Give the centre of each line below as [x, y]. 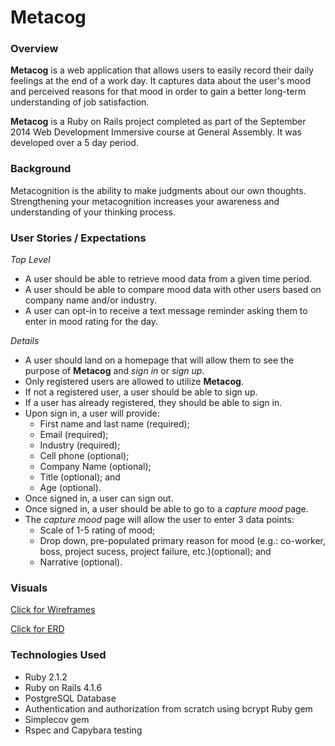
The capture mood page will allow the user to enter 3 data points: [159, 520]
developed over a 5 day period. [74, 143]
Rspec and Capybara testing [83, 730]
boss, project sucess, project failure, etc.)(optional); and [155, 552]
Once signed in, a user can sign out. [99, 498]
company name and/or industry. [91, 300]
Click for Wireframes [53, 610]
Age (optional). [70, 488]
